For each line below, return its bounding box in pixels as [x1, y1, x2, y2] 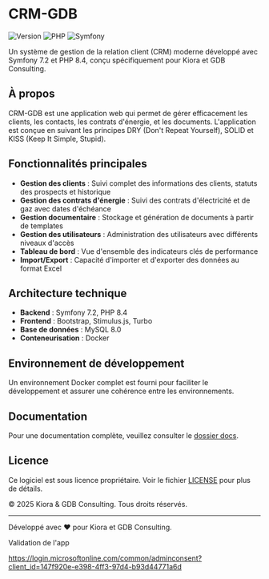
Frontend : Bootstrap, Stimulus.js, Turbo [19, 316, 153, 326]
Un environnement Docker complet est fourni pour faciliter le [8, 378, 209, 388]
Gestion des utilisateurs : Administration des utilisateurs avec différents [19, 229, 259, 239]
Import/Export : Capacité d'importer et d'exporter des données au [19, 255, 240, 264]
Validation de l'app [8, 537, 70, 547]
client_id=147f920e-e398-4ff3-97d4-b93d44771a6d [8, 561, 183, 571]
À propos [8, 87, 55, 101]
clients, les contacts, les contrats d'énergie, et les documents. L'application [8, 117, 256, 127]
